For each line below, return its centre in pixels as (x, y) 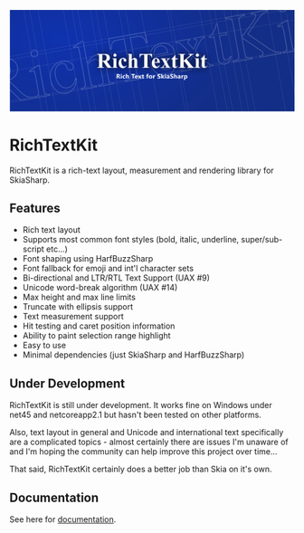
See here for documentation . (63, 519)
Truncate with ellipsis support (78, 307)
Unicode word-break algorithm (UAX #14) (100, 288)
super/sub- (262, 240)
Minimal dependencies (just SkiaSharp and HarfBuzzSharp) (133, 355)
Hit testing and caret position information (99, 326)
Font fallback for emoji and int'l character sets (108, 269)
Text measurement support (73, 317)
